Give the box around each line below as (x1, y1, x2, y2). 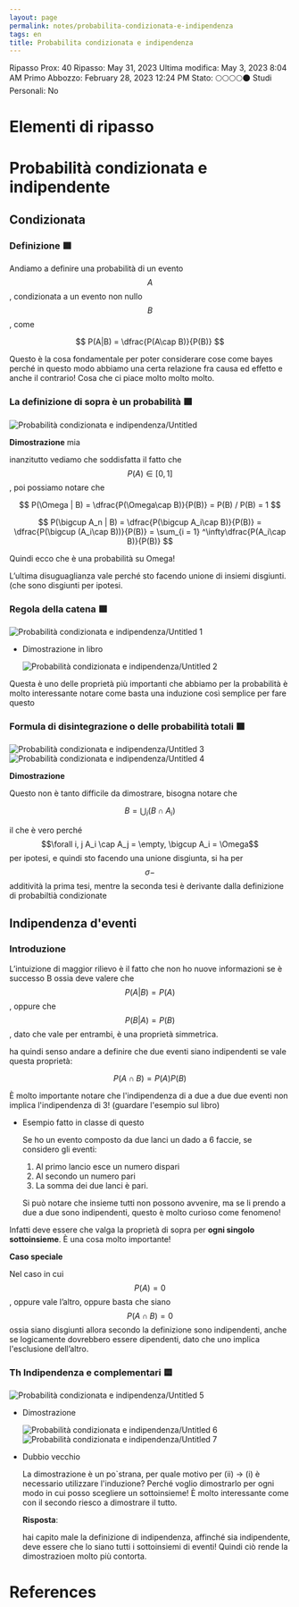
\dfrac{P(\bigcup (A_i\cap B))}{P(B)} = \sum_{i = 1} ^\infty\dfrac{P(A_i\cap (13, 526, 287, 537)
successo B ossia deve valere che (9, 972, 135, 984)
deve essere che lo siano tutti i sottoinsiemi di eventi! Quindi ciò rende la (21, 1541, 288, 1552)
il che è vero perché (9, 825, 83, 835)
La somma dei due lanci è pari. (35, 1180, 149, 1190)
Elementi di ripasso (9, 117, 154, 137)
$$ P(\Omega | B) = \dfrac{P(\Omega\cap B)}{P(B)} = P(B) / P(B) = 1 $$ (19, 499, 281, 510)
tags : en (9, 30, 42, 38)
